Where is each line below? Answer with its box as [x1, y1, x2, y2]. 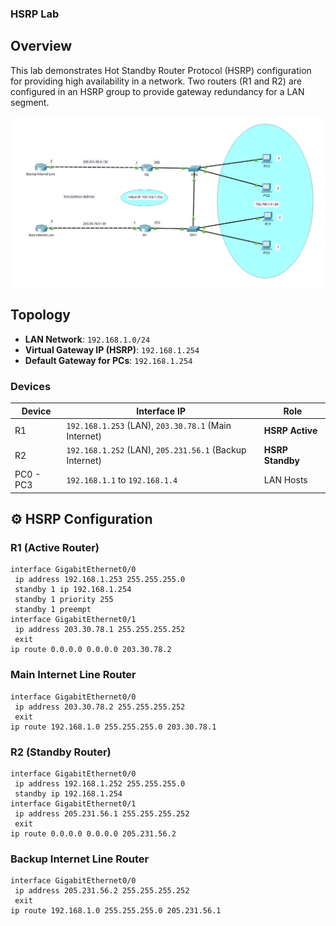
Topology [10, 307, 71, 324]
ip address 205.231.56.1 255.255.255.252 [14, 809, 190, 819]
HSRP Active [263, 425, 318, 437]
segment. [10, 96, 50, 108]
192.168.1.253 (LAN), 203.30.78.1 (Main [66, 419, 232, 431]
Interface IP [136, 405, 186, 417]
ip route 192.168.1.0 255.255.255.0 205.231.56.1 [10, 906, 222, 916]
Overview [10, 38, 73, 55]
